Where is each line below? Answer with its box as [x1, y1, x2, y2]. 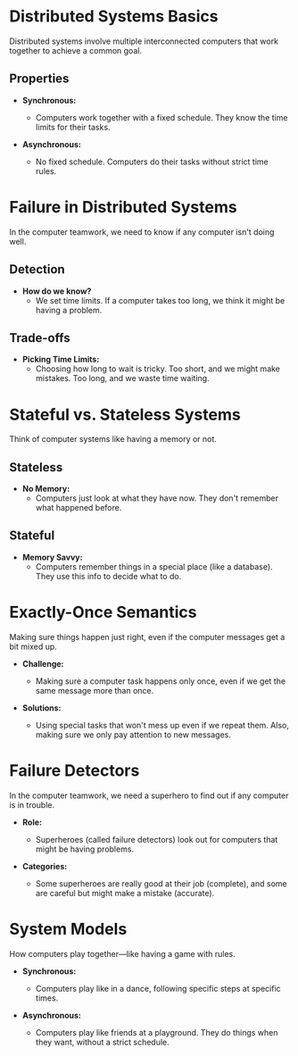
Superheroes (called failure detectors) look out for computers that [35, 834, 278, 844]
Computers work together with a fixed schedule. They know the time [35, 112, 288, 122]
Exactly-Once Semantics [9, 603, 198, 622]
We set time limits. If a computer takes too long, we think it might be [35, 295, 286, 305]
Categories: [21, 861, 68, 871]
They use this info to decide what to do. [35, 570, 182, 581]
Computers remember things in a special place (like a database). [35, 561, 274, 572]
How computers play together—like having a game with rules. [9, 948, 236, 959]
